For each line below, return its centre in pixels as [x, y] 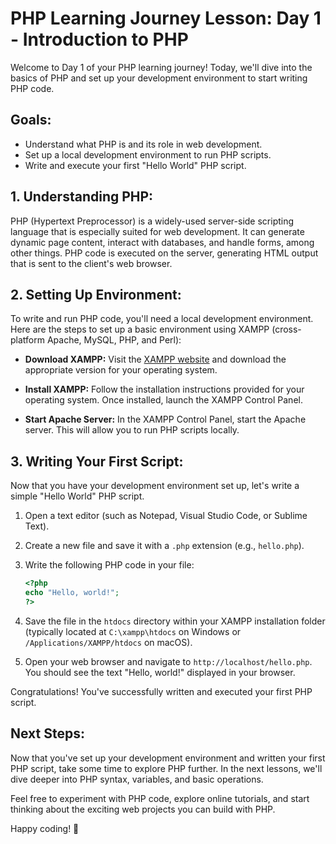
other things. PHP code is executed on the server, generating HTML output [164, 253]
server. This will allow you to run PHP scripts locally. [132, 430]
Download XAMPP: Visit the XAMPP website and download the [155, 359]
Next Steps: [47, 733]
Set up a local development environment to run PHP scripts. [148, 154]
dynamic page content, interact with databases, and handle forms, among [162, 242]
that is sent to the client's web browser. [91, 263]
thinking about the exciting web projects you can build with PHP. [143, 809]
